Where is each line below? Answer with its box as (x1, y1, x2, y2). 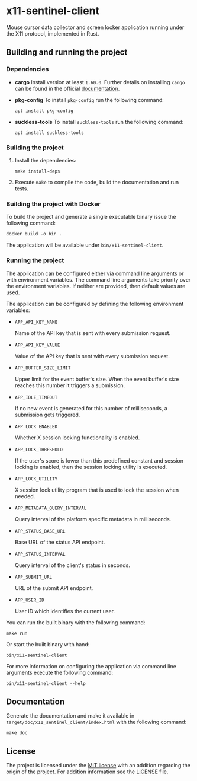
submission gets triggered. (14, 411, 80, 418)
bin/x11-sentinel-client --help (6, 680, 86, 686)
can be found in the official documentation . (14, 85, 120, 92)
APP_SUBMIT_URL (14, 574, 53, 580)
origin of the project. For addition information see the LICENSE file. (6, 768, 169, 775)
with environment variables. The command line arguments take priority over (6, 276, 191, 283)
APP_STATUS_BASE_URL (14, 528, 66, 534)
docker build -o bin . (6, 231, 62, 237)
